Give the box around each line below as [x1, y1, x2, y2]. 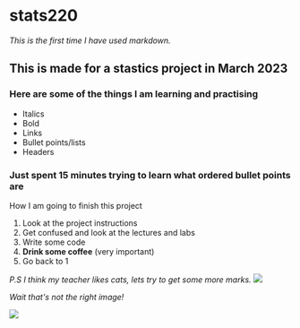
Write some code [21, 237, 86, 247]
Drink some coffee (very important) [21, 246, 155, 256]
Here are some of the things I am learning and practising [9, 88, 259, 100]
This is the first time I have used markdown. [9, 35, 172, 46]
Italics [21, 108, 45, 119]
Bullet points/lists [21, 136, 87, 148]
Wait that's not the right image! [9, 291, 124, 302]
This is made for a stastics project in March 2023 [9, 61, 288, 76]
